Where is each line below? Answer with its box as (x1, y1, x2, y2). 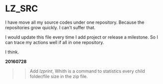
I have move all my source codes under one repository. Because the (5, 19, 145, 25)
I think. (5, 49, 19, 55)
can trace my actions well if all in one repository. (5, 39, 104, 45)
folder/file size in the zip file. (29, 73, 88, 79)
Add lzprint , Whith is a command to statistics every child (29, 68, 145, 74)
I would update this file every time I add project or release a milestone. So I (5, 34, 158, 40)
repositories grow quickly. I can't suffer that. (5, 24, 96, 30)
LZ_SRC (5, 3, 38, 14)
